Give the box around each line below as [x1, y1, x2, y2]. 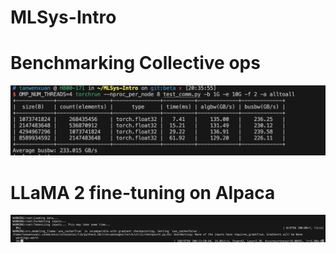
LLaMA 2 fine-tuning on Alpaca [10, 181, 276, 204]
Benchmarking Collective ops [10, 52, 261, 75]
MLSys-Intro [10, 6, 117, 29]
